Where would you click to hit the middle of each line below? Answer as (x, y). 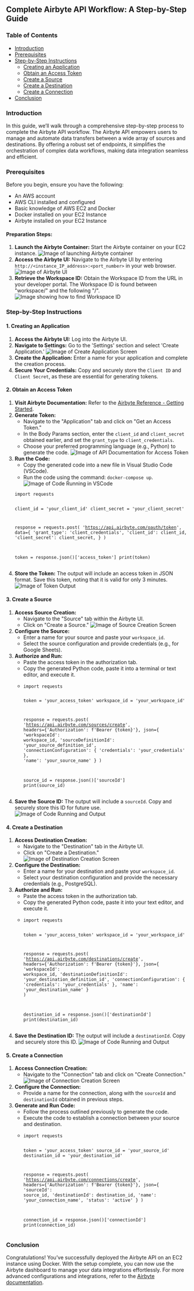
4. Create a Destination (34, 827)
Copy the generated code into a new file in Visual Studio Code (98, 465)
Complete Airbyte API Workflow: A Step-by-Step (96, 10)
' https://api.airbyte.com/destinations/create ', (83, 959)
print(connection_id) (49, 1225)
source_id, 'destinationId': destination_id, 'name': (90, 1195)
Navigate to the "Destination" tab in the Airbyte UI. (84, 847)
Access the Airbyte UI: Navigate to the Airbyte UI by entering (88, 260)
